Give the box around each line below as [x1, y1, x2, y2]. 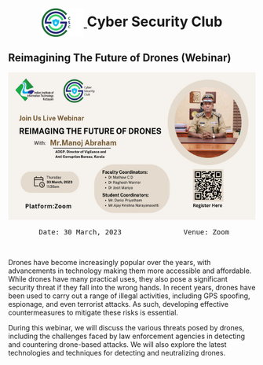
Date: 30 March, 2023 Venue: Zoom [38, 228, 230, 236]
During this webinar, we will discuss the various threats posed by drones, [8, 323, 245, 332]
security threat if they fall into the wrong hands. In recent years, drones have [8, 283, 256, 292]
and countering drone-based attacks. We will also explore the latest [8, 340, 227, 349]
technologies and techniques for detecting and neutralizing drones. [8, 348, 226, 357]
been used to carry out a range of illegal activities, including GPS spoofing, [8, 291, 250, 300]
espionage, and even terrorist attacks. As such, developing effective [8, 300, 229, 308]
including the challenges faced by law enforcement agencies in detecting [8, 331, 246, 341]
